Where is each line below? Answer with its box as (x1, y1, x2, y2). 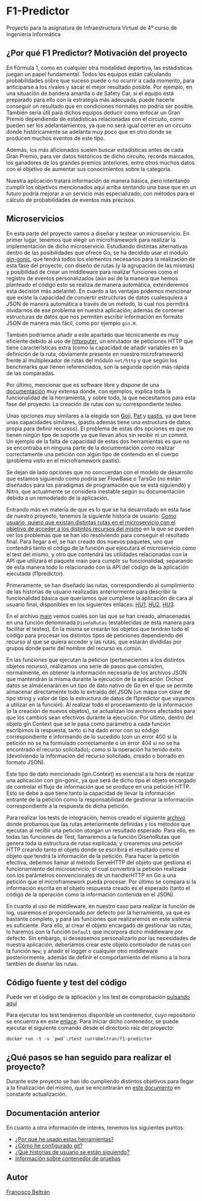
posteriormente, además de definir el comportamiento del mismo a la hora (6, 953, 191, 961)
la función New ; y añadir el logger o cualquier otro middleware (6, 947, 158, 955)
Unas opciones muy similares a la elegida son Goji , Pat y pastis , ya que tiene (6, 412, 197, 419)
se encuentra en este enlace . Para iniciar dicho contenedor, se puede (6, 1018, 179, 1025)
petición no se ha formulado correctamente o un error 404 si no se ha (6, 739, 180, 747)
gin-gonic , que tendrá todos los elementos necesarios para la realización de (6, 255, 196, 263)
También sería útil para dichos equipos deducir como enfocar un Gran (6, 108, 180, 116)
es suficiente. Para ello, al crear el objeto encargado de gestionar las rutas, (6, 921, 193, 929)
